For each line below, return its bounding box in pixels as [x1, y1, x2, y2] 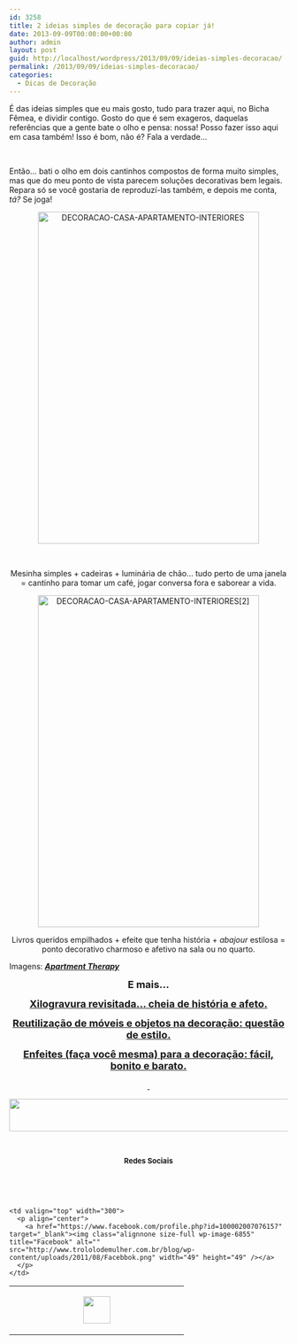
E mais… [127, 977, 170, 991]
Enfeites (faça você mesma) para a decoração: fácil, [23, 1047, 274, 1061]
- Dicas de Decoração [17, 79, 97, 88]
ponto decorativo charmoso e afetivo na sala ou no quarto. [42, 944, 255, 954]
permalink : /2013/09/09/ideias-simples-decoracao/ [9, 63, 200, 72]
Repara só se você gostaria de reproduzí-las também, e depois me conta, [9, 184, 278, 195]
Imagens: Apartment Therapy [9, 961, 120, 971]
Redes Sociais [123, 1155, 174, 1165]
